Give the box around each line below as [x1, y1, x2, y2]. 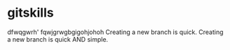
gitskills [7, 5, 54, 21]
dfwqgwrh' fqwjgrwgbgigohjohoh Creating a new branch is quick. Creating [7, 28, 224, 36]
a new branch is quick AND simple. [7, 35, 109, 43]
